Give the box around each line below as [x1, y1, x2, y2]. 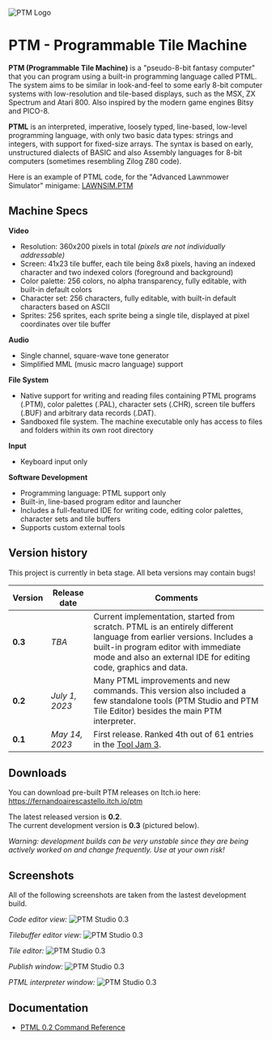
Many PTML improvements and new [92, 675, 231, 686]
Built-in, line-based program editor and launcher [19, 496, 182, 507]
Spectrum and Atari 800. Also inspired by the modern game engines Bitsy [8, 97, 254, 107]
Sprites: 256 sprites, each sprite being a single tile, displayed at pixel [19, 310, 249, 320]
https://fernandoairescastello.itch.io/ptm [8, 796, 143, 806]
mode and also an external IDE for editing [92, 651, 251, 662]
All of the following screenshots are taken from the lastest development [8, 890, 247, 900]
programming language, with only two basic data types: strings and [8, 130, 233, 140]
